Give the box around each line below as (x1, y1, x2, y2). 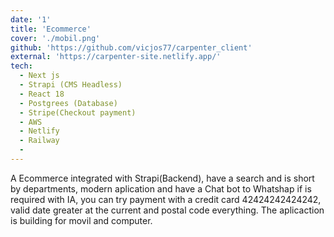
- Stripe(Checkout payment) (19, 107, 137, 118)
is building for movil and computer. (10, 214, 153, 226)
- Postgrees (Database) (19, 98, 118, 108)
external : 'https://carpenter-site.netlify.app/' (10, 52, 222, 62)
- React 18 (19, 89, 65, 99)
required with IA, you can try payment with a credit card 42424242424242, (10, 193, 322, 205)
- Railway (19, 136, 60, 146)
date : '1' (10, 14, 52, 25)
